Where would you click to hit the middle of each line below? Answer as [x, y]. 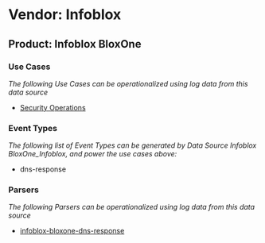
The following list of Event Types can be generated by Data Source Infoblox [132, 145]
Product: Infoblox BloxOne [75, 44]
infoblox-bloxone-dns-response [72, 231]
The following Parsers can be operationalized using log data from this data [132, 207]
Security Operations [53, 107]
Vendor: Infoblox [65, 15]
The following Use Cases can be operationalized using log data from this [128, 83]
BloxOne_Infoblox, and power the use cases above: [93, 154]
